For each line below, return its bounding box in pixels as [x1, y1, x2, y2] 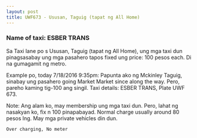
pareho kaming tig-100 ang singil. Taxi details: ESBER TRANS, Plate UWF [6, 84, 185, 91]
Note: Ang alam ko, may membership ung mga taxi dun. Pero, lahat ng [6, 102, 178, 109]
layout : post [6, 8, 39, 15]
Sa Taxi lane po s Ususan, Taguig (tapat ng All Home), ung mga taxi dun [6, 47, 183, 54]
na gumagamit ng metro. [6, 60, 67, 67]
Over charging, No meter [6, 126, 68, 132]
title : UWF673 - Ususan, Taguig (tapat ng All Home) [6, 14, 140, 20]
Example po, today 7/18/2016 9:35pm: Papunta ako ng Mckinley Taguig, [6, 71, 183, 79]
